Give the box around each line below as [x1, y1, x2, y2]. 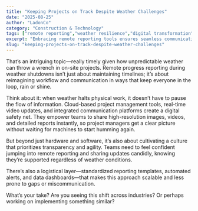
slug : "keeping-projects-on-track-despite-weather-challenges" [6, 42, 165, 48]
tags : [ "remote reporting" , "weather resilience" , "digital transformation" [6, 31, 194, 37]
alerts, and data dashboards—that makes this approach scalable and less [6, 174, 184, 181]
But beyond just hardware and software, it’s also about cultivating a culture [6, 137, 187, 144]
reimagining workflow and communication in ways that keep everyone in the [6, 76, 192, 83]
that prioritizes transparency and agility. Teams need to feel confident [6, 143, 175, 151]
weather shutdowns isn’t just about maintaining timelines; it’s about [6, 70, 169, 77]
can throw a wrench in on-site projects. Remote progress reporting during [6, 64, 186, 71]
